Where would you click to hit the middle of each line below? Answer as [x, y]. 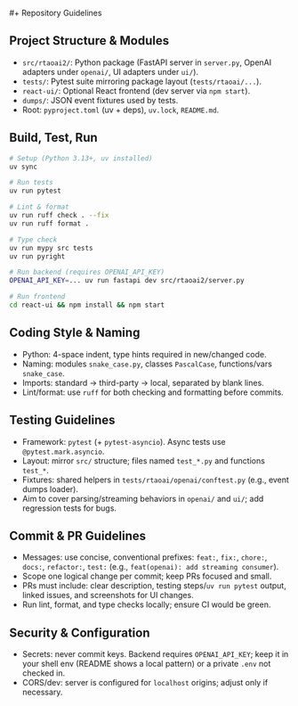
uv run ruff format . [49, 223]
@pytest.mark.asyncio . [63, 451]
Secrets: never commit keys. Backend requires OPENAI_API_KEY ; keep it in [155, 654]
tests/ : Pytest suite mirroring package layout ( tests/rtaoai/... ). [142, 81]
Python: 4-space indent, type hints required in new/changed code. [144, 354]
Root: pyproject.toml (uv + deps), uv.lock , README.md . [121, 110]
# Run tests [31, 183]
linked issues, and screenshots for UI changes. [108, 595]
